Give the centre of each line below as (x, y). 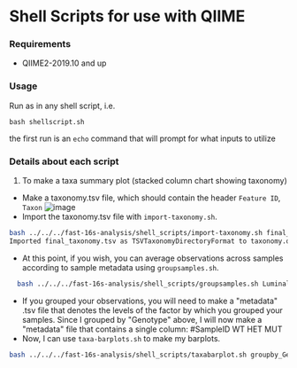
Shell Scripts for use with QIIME (127, 16)
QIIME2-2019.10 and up (64, 63)
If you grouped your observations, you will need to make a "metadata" (150, 301)
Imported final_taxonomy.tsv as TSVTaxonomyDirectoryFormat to (128, 241)
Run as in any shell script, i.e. (62, 106)
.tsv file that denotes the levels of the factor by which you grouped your (152, 310)
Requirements (40, 44)
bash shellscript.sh (47, 121)
